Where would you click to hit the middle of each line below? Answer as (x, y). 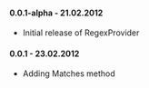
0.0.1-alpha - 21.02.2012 (56, 13)
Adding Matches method (69, 73)
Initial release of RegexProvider (81, 33)
